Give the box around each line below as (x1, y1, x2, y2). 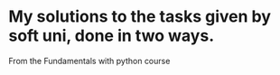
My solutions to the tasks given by (8, 6, 272, 27)
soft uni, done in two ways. (8, 25, 214, 46)
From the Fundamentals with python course (8, 55, 171, 66)
